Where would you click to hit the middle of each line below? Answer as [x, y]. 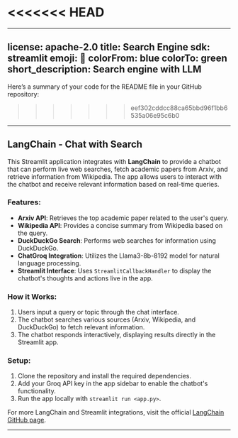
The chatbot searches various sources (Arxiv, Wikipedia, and [107, 319]
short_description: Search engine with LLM [104, 69]
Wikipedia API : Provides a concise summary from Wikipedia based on [120, 225]
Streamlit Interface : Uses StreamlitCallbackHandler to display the [114, 270]
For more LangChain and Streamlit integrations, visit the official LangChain [116, 412]
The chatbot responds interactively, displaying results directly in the [117, 335]
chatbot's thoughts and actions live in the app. [85, 278]
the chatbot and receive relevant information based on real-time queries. [113, 184]
